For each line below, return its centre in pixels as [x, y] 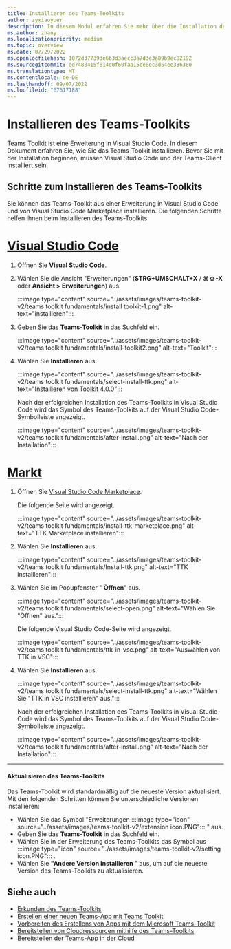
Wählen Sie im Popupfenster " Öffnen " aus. [79, 587]
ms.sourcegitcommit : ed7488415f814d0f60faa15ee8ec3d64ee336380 [100, 65]
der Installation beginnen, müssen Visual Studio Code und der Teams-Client [114, 158]
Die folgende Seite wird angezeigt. [66, 505]
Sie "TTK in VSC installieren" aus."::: [68, 698]
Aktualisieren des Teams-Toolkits [56, 776]
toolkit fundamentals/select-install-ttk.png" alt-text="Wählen [132, 691]
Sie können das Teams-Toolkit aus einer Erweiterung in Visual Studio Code [113, 203]
